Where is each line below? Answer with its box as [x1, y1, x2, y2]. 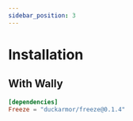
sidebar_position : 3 [8, 11, 77, 20]
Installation [8, 45, 84, 63]
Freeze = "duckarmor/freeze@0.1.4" [8, 105, 126, 113]
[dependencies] [8, 98, 59, 106]
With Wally [8, 77, 63, 91]
